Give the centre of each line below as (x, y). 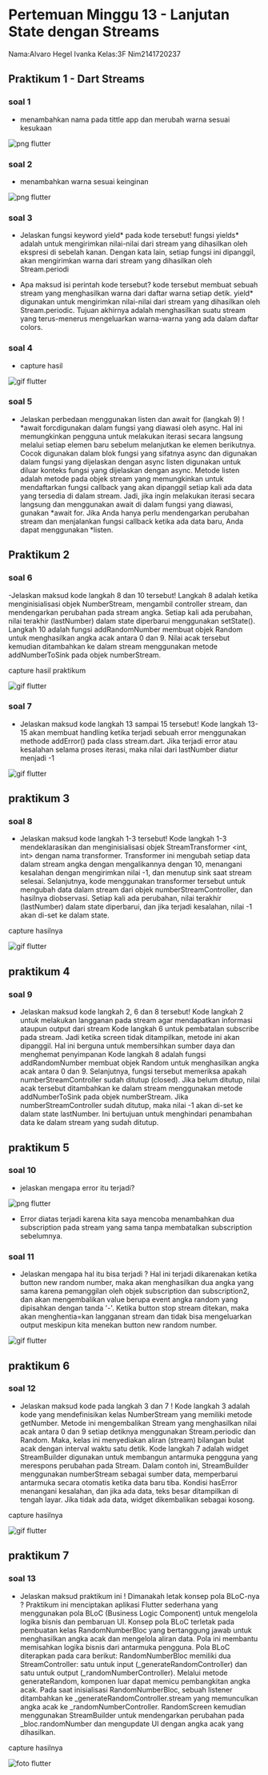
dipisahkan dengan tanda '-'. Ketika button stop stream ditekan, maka (134, 1308)
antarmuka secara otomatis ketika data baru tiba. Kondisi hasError (128, 1482)
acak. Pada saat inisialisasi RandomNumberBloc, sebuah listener (126, 1689)
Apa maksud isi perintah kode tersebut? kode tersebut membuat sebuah (139, 285)
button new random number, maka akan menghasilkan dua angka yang (137, 1283)
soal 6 (20, 578)
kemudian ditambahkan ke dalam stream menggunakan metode (113, 646)
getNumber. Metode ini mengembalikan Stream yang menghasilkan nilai (138, 1423)
